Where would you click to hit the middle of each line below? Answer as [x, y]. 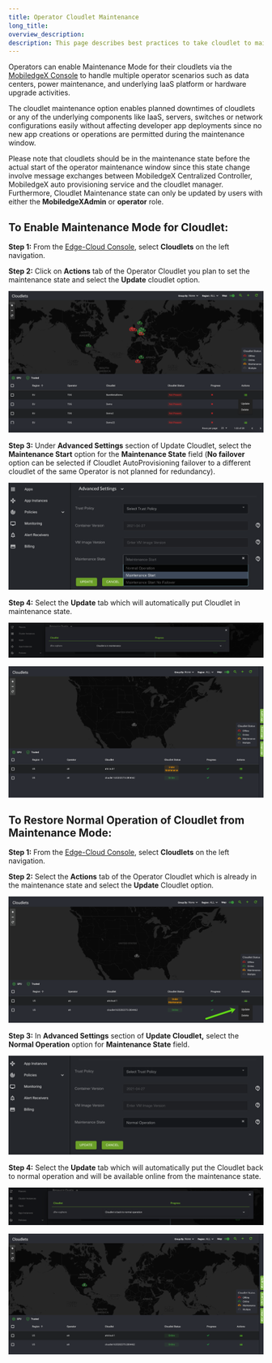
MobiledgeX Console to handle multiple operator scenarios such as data [129, 75]
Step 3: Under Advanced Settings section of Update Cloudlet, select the [130, 445]
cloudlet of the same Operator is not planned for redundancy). [112, 471]
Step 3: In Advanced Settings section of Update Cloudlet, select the [124, 1036]
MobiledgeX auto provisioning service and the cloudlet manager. [116, 185]
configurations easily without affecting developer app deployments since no [135, 126]
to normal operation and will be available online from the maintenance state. [135, 1176]
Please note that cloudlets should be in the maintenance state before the [130, 159]
